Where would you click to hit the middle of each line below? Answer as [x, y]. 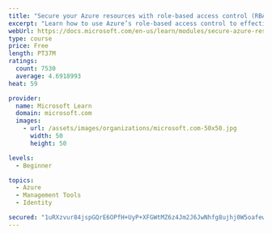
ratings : [23, 62]
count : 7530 [36, 69]
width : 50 [46, 136]
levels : [21, 158]
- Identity [34, 203]
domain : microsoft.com [54, 113]
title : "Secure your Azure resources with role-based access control [128, 16]
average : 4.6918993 [49, 76]
